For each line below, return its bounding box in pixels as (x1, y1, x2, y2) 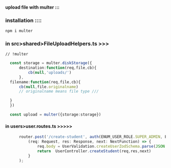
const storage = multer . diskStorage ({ (10, 61, 93, 66)
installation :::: (5, 17, 42, 24)
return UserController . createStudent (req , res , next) (37, 148, 152, 154)
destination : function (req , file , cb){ (18, 65, 97, 71)
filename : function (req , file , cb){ (10, 79, 81, 85)
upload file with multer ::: (5, 4, 60, 10)
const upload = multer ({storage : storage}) (10, 112, 101, 117)
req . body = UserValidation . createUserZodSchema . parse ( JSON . (37, 144, 167, 149)
